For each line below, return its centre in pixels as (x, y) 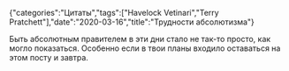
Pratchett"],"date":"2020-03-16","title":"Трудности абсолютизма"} (132, 22)
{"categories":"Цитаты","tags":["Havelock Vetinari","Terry (114, 13)
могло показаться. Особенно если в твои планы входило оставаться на (145, 48)
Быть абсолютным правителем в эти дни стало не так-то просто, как (140, 39)
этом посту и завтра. (49, 57)
